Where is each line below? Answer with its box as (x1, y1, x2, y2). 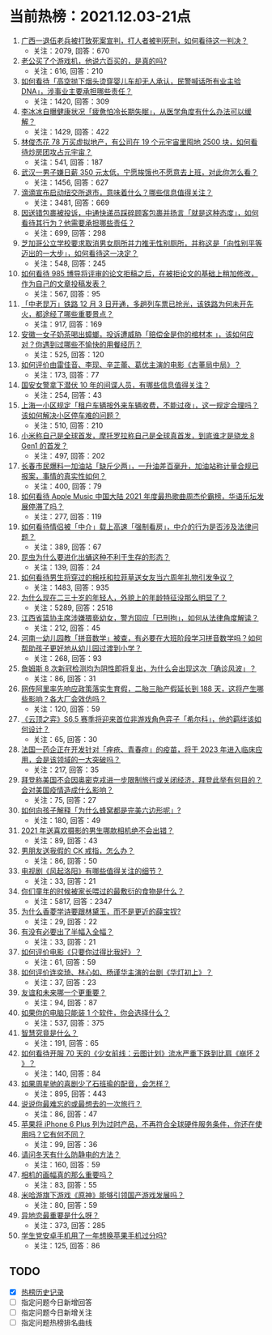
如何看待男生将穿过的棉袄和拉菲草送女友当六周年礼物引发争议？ (20, 572, 234, 582)
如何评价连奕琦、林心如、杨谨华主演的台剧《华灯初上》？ (20, 967, 213, 977)
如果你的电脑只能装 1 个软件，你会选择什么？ (20, 1008, 171, 1017)
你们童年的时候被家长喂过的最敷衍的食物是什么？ (20, 886, 185, 896)
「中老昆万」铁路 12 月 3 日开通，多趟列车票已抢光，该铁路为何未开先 (20, 299, 254, 309)
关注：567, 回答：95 (32, 288, 100, 298)
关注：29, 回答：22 (32, 916, 98, 926)
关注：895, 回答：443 (32, 1089, 107, 1098)
